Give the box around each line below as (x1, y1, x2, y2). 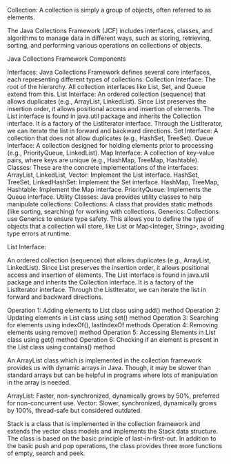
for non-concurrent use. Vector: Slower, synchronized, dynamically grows (7, 399, 217, 407)
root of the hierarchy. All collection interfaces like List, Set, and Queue (7, 83, 205, 90)
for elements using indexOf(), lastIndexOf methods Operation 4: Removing (7, 321, 219, 329)
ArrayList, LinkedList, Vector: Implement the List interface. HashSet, (7, 171, 200, 179)
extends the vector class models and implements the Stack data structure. (7, 427, 219, 435)
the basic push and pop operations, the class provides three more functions (7, 442, 223, 449)
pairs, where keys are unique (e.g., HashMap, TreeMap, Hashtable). (7, 156, 199, 164)
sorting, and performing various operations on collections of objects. (7, 41, 203, 49)
